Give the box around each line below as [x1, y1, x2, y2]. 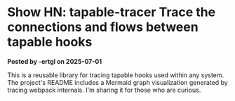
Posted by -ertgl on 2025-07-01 [7, 57, 102, 65]
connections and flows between [7, 19, 199, 35]
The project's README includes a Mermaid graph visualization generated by [7, 78, 228, 86]
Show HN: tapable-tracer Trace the [7, 4, 216, 20]
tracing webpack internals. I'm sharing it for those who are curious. [7, 86, 201, 94]
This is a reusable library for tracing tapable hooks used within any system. [7, 71, 224, 79]
